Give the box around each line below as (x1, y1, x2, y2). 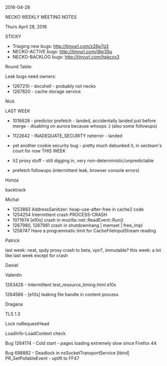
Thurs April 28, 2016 (5, 24, 47, 30)
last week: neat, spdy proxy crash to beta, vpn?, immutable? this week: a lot (5, 247, 161, 253)
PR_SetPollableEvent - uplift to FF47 (5, 355, 79, 361)
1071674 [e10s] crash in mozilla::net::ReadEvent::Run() (12, 217, 124, 223)
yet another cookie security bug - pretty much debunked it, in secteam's (12, 143, 162, 148)
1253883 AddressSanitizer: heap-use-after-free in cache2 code (12, 206, 144, 212)
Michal (5, 197, 19, 203)
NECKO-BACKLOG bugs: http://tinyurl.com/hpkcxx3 (12, 54, 120, 60)
